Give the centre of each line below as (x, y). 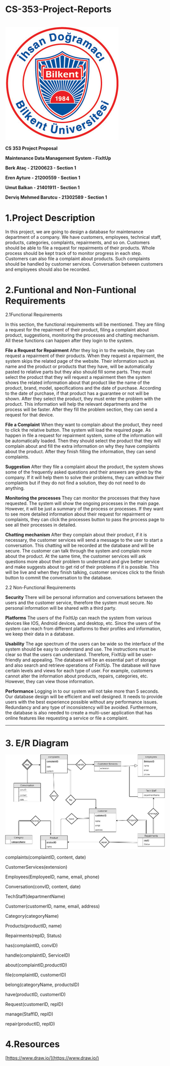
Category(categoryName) (32, 916)
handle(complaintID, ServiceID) (38, 955)
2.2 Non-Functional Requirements (40, 587)
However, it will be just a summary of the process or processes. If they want (84, 509)
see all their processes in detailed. (41, 525)
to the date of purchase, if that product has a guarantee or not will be (77, 394)
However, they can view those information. (50, 681)
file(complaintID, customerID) (36, 974)
